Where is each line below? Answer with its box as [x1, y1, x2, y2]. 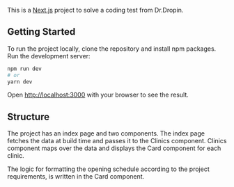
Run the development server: [7, 51, 91, 60]
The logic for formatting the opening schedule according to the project [7, 165, 210, 173]
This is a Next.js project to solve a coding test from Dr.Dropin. [7, 6, 184, 14]
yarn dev [7, 78, 33, 86]
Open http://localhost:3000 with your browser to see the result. [7, 90, 189, 99]
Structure [7, 111, 50, 122]
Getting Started [7, 26, 76, 38]
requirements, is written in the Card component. [7, 172, 145, 181]
